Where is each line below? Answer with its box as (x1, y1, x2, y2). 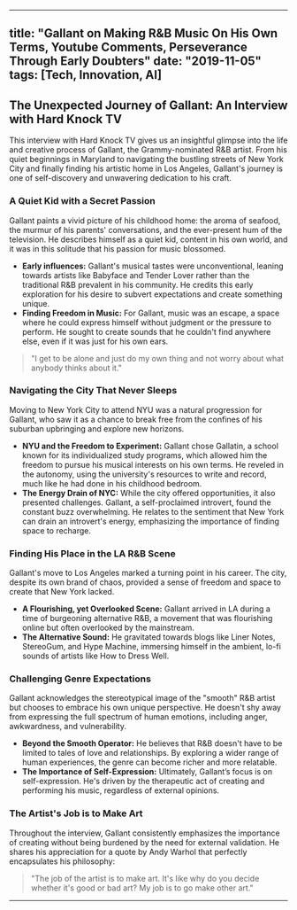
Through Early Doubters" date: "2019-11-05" (9, 54, 263, 69)
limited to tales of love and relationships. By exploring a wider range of (21, 748, 279, 758)
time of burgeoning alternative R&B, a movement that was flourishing (21, 613, 273, 624)
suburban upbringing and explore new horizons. (9, 423, 185, 434)
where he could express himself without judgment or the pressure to (21, 316, 272, 328)
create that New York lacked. (9, 587, 115, 597)
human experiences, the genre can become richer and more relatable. (21, 757, 278, 767)
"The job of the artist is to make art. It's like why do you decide (30, 873, 260, 883)
